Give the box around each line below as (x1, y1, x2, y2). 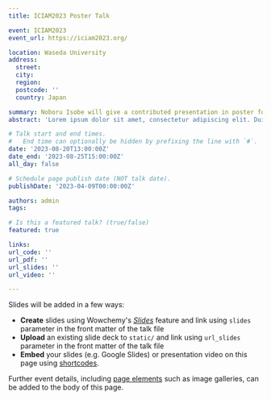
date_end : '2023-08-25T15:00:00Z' (8, 152, 125, 160)
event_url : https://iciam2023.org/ (8, 34, 128, 42)
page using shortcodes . (19, 358, 99, 368)
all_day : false (8, 160, 60, 168)
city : (15, 71, 35, 79)
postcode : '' (15, 85, 60, 94)
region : (15, 78, 42, 86)
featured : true (8, 227, 60, 235)
